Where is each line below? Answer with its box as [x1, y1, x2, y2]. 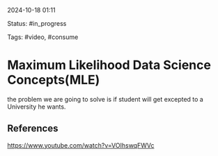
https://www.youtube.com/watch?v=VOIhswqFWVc [7, 141, 155, 149]
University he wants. [7, 102, 66, 111]
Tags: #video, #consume [7, 33, 79, 41]
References [7, 123, 59, 134]
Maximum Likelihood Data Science [7, 57, 211, 73]
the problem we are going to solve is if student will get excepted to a [7, 95, 203, 103]
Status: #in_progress [7, 19, 67, 27]
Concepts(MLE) [7, 72, 100, 88]
